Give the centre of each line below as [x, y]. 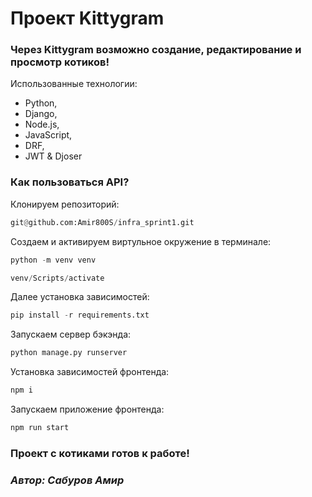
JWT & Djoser [53, 156]
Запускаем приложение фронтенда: [87, 409]
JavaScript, [48, 135]
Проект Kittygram [87, 18]
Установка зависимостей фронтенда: [90, 372]
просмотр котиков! [60, 62]
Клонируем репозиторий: [65, 204]
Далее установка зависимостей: [80, 297]
